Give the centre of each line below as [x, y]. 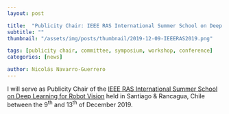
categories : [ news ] [35, 57]
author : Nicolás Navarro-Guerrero [57, 70]
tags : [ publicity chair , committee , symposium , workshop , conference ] [110, 51]
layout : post [26, 13]
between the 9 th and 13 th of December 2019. [70, 104]
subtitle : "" [26, 32]
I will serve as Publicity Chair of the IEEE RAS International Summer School [112, 89]
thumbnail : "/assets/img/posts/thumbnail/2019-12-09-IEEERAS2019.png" [110, 38]
